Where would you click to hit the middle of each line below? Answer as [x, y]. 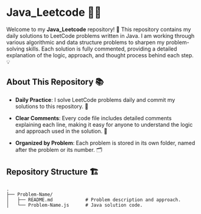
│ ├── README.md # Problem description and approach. [94, 200]
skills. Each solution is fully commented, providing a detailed [102, 49]
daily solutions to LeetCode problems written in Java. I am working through [100, 35]
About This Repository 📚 [55, 82]
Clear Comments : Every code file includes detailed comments [93, 118]
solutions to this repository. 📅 [52, 106]
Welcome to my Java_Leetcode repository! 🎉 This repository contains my [99, 29]
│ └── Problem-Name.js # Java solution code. [75, 205]
